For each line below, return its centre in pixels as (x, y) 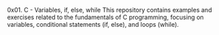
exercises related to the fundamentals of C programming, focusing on (105, 17)
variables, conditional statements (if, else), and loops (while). (93, 24)
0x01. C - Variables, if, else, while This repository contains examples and (109, 10)
